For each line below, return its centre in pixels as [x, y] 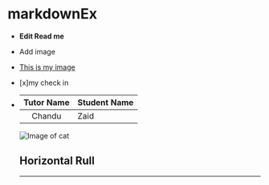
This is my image [47, 67]
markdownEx [53, 14]
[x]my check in [44, 82]
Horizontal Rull [57, 161]
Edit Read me [42, 36]
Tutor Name [46, 103]
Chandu [47, 115]
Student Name [106, 103]
